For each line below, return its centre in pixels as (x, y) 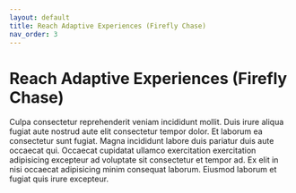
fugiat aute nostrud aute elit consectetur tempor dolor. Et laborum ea (136, 131)
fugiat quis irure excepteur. (59, 179)
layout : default (39, 17)
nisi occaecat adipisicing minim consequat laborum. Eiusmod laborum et (143, 170)
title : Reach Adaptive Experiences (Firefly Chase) (108, 26)
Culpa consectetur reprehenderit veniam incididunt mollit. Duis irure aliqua (147, 122)
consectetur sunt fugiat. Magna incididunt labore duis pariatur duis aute (142, 141)
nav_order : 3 (34, 34)
